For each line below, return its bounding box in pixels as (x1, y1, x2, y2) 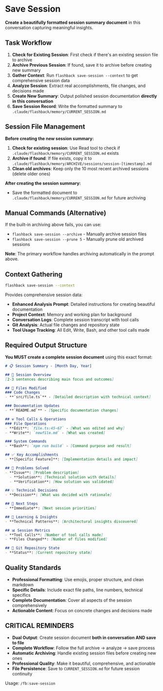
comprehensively (12, 602, 47, 608)
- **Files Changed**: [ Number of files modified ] (5, 537, 108, 542)
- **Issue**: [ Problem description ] (5, 470, 79, 475)
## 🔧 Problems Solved (5, 465, 49, 470)
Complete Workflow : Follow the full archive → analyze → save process (12, 645, 155, 651)
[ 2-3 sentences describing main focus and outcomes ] (5, 377, 114, 382)
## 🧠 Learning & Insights (5, 514, 57, 519)
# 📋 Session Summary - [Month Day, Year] (5, 363, 92, 368)
